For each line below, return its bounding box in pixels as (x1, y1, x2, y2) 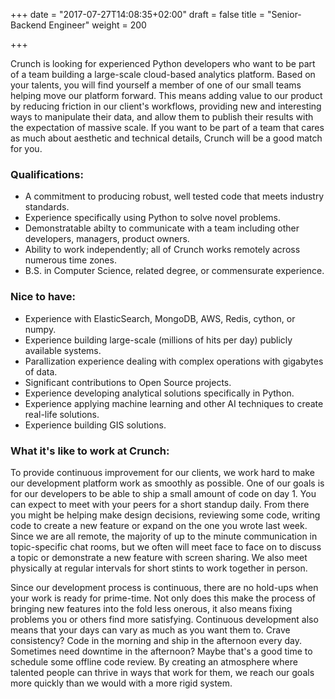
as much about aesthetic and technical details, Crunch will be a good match (10, 132, 323, 144)
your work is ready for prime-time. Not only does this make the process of (10, 592, 316, 604)
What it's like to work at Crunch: (10, 444, 170, 458)
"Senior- (266, 9, 302, 20)
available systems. (24, 344, 102, 356)
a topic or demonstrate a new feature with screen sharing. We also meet (10, 551, 308, 563)
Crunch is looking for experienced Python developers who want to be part (10, 58, 316, 69)
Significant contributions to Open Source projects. (24, 376, 232, 388)
